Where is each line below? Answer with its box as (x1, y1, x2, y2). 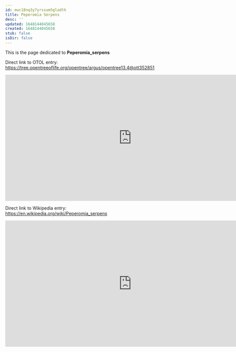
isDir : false (5, 36, 33, 41)
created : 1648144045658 (5, 26, 55, 31)
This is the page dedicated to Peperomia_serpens (5, 49, 110, 56)
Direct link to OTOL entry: (5, 59, 58, 65)
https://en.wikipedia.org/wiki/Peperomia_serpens (5, 210, 107, 216)
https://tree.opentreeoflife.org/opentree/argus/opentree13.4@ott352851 (5, 64, 155, 71)
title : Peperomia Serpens (5, 12, 60, 17)
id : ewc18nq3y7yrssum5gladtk (5, 7, 67, 13)
